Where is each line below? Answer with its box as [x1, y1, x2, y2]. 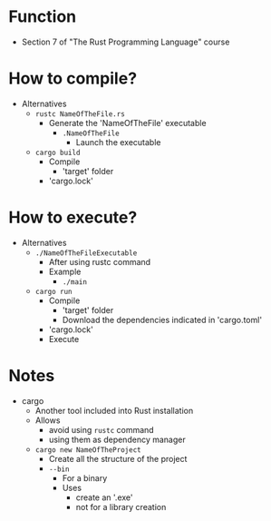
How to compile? [8, 68, 138, 89]
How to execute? [8, 207, 138, 228]
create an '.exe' [75, 492, 133, 503]
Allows [34, 415, 61, 426]
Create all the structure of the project [48, 453, 188, 464]
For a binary [62, 472, 108, 483]
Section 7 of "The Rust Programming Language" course [21, 36, 230, 47]
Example [48, 266, 82, 277]
